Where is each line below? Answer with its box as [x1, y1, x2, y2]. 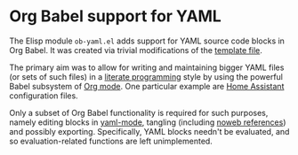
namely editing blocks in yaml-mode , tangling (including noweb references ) [9, 117, 286, 128]
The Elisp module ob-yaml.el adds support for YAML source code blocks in [9, 35, 285, 46]
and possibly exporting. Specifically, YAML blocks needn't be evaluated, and [9, 126, 290, 136]
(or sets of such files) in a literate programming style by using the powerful [9, 71, 283, 81]
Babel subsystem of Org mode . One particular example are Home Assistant [9, 81, 285, 91]
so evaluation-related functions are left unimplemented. [9, 136, 213, 146]
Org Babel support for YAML [9, 6, 222, 27]
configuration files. [9, 90, 78, 101]
